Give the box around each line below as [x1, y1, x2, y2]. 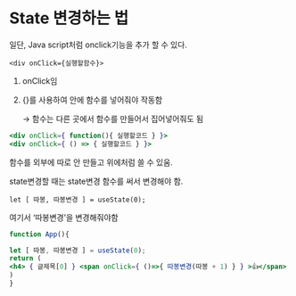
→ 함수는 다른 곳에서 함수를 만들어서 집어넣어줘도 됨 [21, 113, 204, 124]
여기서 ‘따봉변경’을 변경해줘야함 [9, 211, 119, 223]
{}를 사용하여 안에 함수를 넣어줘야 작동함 [21, 95, 163, 105]
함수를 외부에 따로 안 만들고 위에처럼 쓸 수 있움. [9, 157, 174, 168]
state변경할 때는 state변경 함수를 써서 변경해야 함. [9, 176, 184, 186]
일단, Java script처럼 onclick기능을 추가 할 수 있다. [9, 39, 187, 50]
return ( [9, 254, 42, 263]
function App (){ [9, 229, 70, 239]
